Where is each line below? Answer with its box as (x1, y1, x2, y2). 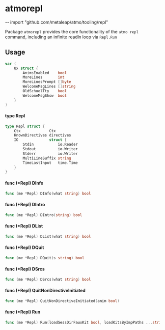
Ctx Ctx (14, 128, 56, 133)
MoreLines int (23, 75, 65, 80)
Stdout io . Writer (23, 147, 78, 152)
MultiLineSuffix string (23, 156, 71, 161)
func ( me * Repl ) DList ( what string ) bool (5, 234, 91, 239)
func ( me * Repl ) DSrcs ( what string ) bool (5, 277, 91, 282)
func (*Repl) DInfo (5, 180, 44, 186)
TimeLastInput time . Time (23, 160, 78, 165)
